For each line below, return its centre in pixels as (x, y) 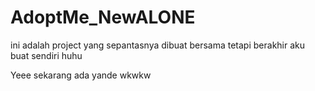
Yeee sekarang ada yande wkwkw (81, 75)
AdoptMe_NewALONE (103, 17)
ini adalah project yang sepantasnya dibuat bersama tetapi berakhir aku (158, 45)
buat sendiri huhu (46, 55)
